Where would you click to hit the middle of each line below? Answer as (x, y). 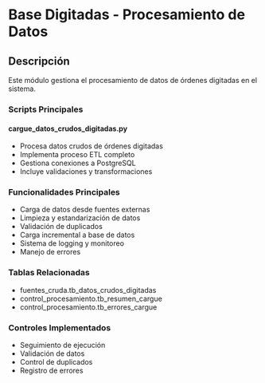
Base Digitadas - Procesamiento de (127, 15)
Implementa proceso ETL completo (77, 155)
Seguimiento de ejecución (62, 345)
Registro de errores (51, 371)
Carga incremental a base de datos (77, 235)
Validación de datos (52, 353)
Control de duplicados (56, 362)
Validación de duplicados (61, 227)
